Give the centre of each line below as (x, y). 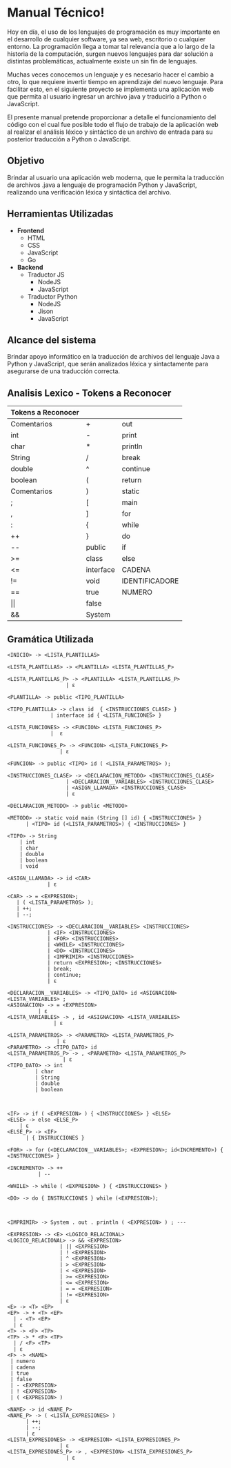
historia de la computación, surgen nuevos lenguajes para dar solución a (110, 54)
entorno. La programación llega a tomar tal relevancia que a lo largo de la (111, 46)
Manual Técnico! (56, 13)
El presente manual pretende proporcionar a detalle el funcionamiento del (112, 117)
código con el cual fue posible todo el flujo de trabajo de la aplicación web (113, 124)
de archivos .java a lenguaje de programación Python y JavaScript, (102, 185)
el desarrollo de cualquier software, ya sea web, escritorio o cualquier (106, 39)
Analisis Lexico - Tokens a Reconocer (89, 393)
